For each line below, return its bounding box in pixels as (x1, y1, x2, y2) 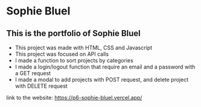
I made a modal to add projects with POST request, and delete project (14, 76, 189, 83)
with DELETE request (14, 82, 68, 90)
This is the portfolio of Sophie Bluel (6, 28, 141, 38)
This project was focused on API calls (14, 50, 109, 58)
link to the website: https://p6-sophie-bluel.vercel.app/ (6, 94, 142, 101)
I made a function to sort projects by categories (14, 57, 134, 64)
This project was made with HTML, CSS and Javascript (14, 44, 153, 51)
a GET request (14, 70, 51, 76)
